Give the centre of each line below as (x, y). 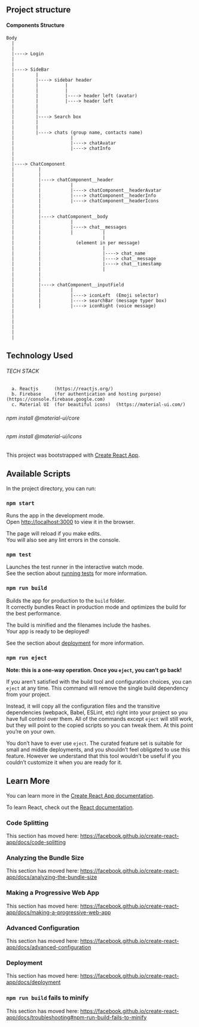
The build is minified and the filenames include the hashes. (79, 625)
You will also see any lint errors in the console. (63, 540)
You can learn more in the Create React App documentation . (80, 795)
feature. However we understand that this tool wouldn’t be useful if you (94, 756)
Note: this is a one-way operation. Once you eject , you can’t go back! (94, 670)
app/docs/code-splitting (36, 842)
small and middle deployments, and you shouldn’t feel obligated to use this (98, 749)
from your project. (28, 694)
